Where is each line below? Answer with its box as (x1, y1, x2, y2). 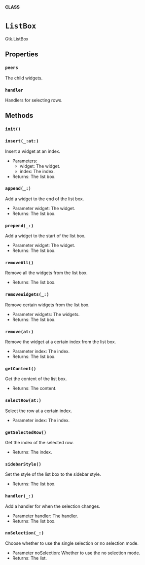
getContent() (5, 366, 36, 371)
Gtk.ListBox (5, 35, 29, 41)
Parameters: (12, 158, 37, 164)
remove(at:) (5, 329, 34, 334)
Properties (5, 50, 38, 59)
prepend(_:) (5, 223, 34, 228)
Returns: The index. (12, 449, 52, 455)
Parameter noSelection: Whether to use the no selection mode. (12, 550, 141, 556)
